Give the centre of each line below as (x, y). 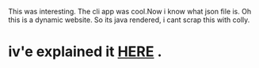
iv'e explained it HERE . (85, 52)
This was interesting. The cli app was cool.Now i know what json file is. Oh (130, 11)
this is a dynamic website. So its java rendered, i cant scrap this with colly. (129, 20)
